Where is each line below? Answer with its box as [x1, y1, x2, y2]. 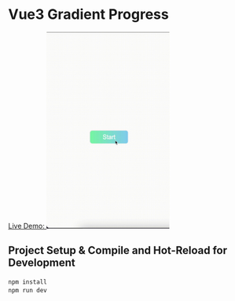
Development [8, 256, 76, 270]
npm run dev [8, 286, 47, 294]
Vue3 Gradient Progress [8, 6, 169, 24]
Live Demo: [8, 221, 45, 230]
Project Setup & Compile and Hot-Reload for [8, 244, 228, 257]
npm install [8, 277, 47, 286]
